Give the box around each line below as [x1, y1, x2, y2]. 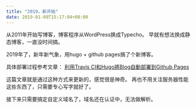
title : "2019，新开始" [6, 8, 58, 15]
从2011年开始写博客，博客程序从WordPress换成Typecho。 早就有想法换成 [6, 31, 185, 38]
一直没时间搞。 [26, 38, 63, 45]
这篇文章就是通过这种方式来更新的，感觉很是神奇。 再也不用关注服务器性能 [6, 76, 189, 83]
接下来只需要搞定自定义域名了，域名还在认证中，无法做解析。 [6, 95, 156, 103]
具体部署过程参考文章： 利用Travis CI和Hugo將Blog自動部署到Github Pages [6, 63, 190, 70]
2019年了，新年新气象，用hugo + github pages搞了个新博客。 [6, 50, 156, 58]
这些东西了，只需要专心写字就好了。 [6, 83, 94, 90]
